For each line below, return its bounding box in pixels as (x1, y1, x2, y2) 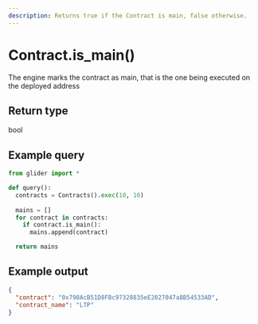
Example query (8, 148, 85, 162)
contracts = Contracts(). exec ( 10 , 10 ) (15, 191, 145, 200)
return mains (15, 243, 59, 251)
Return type (8, 104, 69, 117)
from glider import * (8, 169, 80, 178)
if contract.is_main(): (22, 221, 102, 229)
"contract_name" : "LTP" (15, 301, 94, 309)
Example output (8, 265, 89, 279)
